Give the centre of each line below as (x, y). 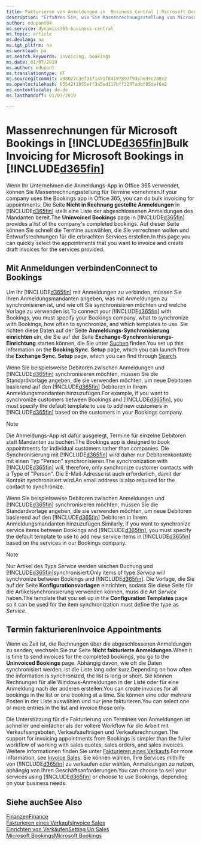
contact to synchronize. (35, 486)
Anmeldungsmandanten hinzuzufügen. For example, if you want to (87, 393)
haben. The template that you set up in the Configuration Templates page (97, 598)
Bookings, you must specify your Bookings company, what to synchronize (98, 317)
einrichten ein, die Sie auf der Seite (50, 336)
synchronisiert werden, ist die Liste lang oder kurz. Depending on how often (99, 670)
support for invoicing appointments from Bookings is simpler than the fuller (99, 739)
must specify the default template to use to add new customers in (87, 405)
